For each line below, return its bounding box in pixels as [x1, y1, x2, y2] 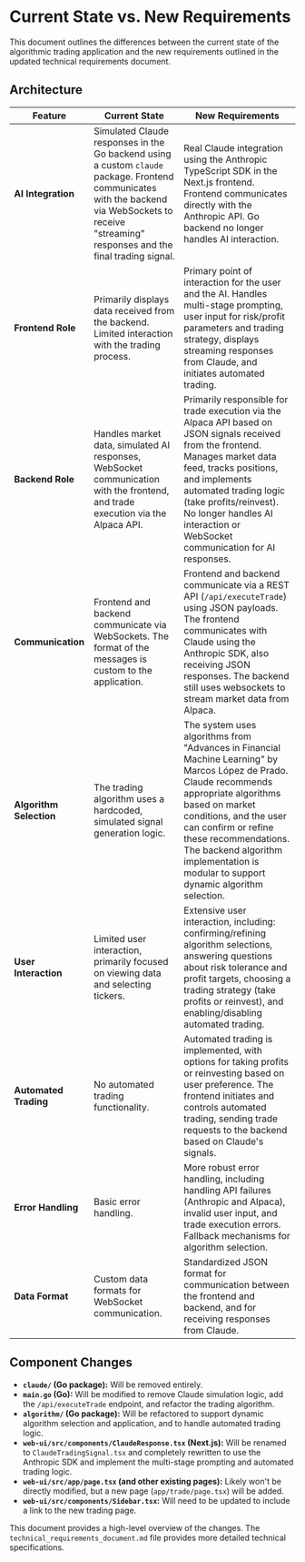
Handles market [93, 427, 162, 440]
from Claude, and [183, 355, 258, 368]
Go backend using [93, 147, 172, 160]
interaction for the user [183, 276, 281, 289]
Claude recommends [183, 776, 273, 788]
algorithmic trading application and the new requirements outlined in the [9, 46, 280, 56]
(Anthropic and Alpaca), [183, 1195, 286, 1208]
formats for [93, 1283, 142, 1296]
